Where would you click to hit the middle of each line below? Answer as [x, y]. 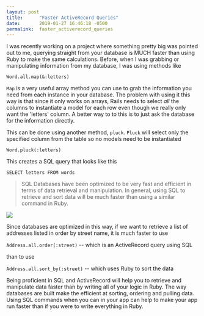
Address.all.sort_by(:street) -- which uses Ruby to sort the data [90, 268]
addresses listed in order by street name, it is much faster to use [87, 233]
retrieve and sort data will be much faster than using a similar [98, 197]
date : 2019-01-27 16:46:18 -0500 [57, 23]
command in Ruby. [45, 203]
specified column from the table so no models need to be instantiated [94, 139]
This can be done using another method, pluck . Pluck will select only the [97, 132]
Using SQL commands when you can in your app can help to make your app [102, 300]
